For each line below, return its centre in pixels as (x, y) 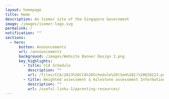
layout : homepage (23, 10)
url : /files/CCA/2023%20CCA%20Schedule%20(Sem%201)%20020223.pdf (97, 75)
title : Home (18, 14)
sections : (16, 38)
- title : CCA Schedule (47, 65)
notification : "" (23, 33)
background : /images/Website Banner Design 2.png (71, 56)
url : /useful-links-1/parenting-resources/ (74, 89)
